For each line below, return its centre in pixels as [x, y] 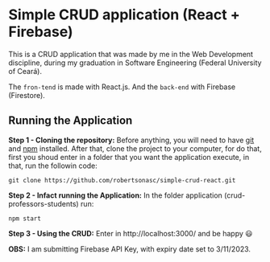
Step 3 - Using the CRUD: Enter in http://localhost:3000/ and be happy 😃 [131, 233]
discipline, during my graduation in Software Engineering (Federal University [135, 63]
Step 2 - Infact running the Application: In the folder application [116, 195]
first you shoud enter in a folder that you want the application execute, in [129, 157]
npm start [25, 219]
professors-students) [44, 203]
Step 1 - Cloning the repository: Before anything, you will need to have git [131, 140]
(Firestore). [27, 95]
